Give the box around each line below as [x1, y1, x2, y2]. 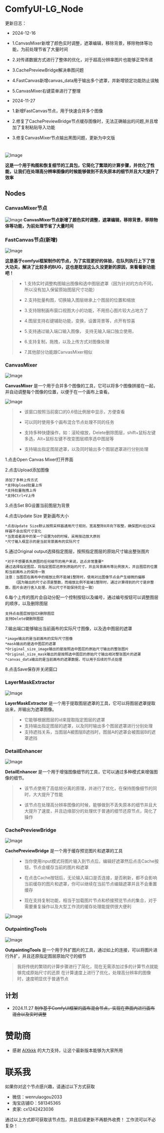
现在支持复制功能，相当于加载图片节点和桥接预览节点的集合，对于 [24, 897, 157, 903]
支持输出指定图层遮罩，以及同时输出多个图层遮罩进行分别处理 [24, 446, 149, 452]
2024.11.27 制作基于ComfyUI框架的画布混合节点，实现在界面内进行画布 [12, 1005, 155, 1011]
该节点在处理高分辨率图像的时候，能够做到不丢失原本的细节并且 [24, 802, 153, 808]
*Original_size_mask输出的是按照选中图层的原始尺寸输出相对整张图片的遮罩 [5, 652, 142, 657]
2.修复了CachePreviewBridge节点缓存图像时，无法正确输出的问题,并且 [12, 118, 154, 124]
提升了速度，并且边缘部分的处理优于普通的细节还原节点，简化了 [28, 808, 157, 814]
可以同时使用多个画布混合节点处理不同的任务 [24, 419, 115, 425]
